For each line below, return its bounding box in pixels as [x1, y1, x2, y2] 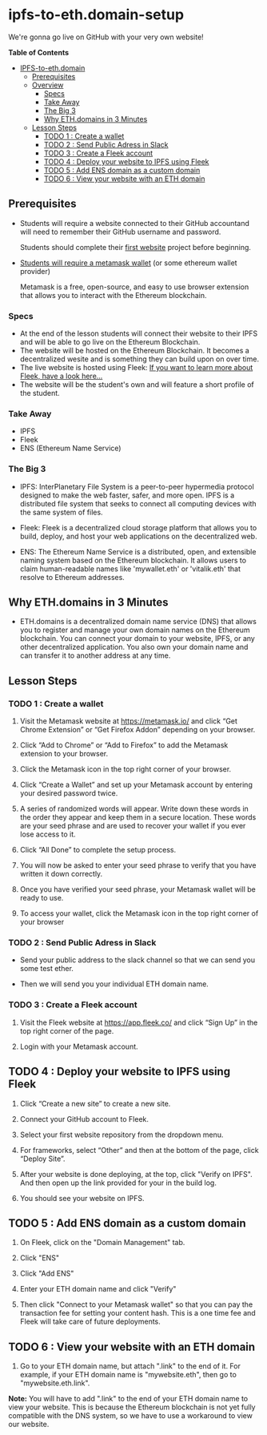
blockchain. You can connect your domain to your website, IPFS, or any [19, 634, 256, 643]
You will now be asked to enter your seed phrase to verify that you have [19, 861, 257, 870]
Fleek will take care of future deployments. [19, 1316, 161, 1327]
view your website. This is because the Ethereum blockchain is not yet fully [8, 1402, 256, 1412]
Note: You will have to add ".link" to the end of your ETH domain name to [8, 1394, 249, 1404]
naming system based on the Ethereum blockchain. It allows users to [19, 555, 246, 565]
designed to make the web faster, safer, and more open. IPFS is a [19, 490, 235, 500]
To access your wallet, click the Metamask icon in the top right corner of [19, 909, 259, 918]
